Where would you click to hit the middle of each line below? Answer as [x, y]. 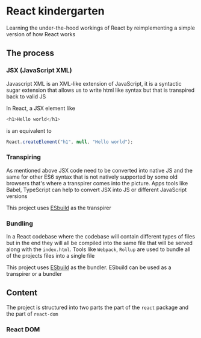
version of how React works [41, 34]
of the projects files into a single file [51, 255]
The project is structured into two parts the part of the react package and [97, 307]
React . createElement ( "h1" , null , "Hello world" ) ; [70, 142]
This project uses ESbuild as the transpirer [59, 208]
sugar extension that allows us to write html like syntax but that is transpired [100, 90]
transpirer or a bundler [34, 273]
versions [17, 196]
